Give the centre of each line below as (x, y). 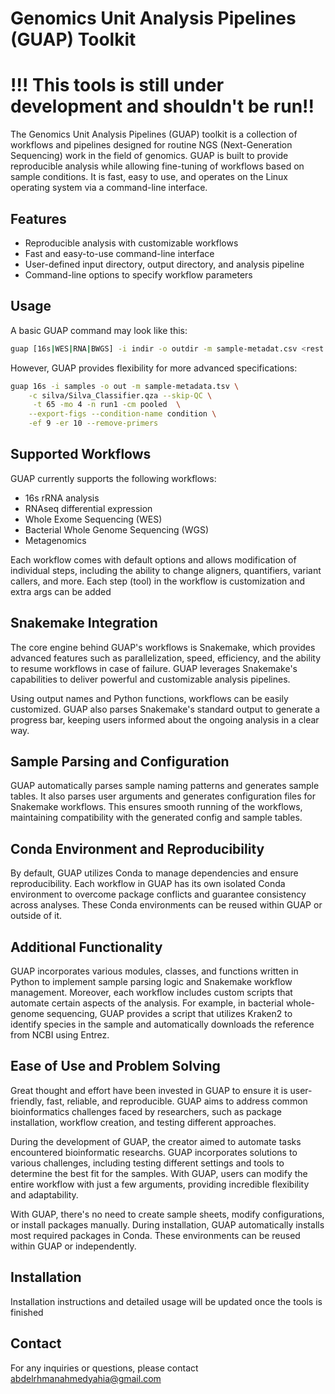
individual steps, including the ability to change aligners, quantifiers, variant (166, 570)
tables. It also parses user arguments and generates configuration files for (163, 796)
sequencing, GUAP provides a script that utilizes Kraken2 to (169, 1014)
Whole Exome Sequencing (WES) (93, 519)
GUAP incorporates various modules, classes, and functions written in (154, 971)
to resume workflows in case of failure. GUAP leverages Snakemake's (154, 668)
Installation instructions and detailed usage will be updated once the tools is (166, 1301)
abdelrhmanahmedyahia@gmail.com (86, 1378)
